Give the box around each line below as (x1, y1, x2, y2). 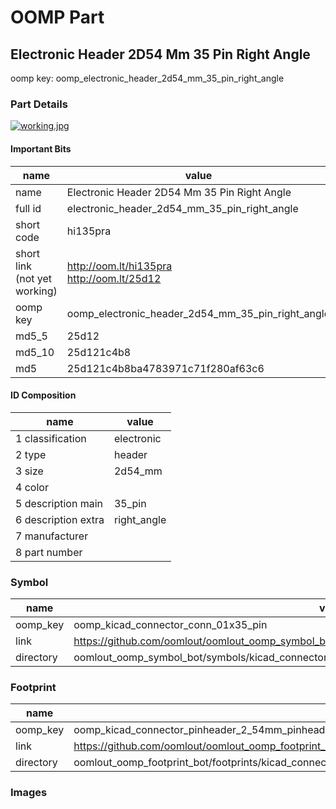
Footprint (10, 680, 57, 694)
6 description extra (15, 512, 105, 526)
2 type (15, 447, 47, 461)
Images (10, 786, 48, 800)
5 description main (15, 496, 104, 510)
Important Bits (10, 142, 72, 155)
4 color (15, 480, 49, 494)
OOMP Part (10, 6, 105, 29)
